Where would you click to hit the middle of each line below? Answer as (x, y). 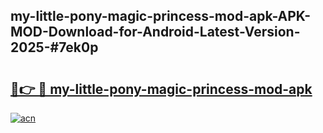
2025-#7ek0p (54, 47)
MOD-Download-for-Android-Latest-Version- (155, 32)
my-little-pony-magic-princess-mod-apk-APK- (161, 16)
